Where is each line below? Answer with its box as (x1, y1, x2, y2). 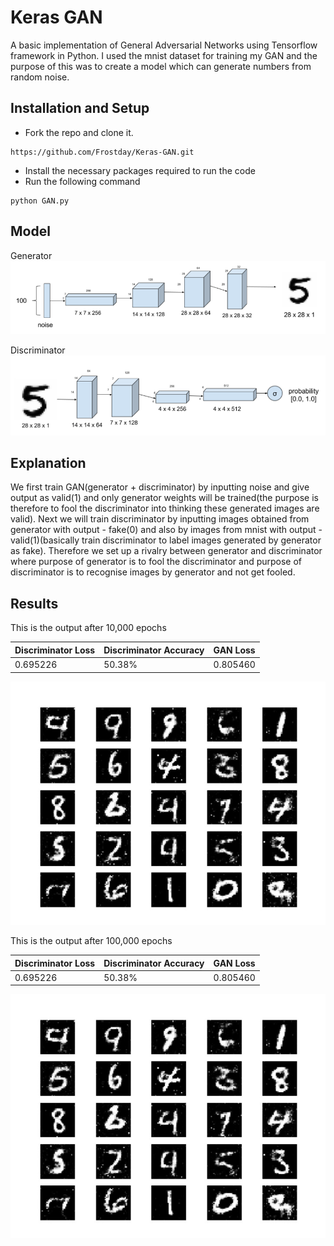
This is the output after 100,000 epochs (10, 935, 173, 947)
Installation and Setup (10, 100, 150, 117)
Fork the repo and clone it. (24, 126, 134, 138)
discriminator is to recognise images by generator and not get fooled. (10, 566, 296, 578)
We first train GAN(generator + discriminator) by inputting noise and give (10, 481, 310, 493)
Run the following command (24, 175, 141, 187)
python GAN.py (10, 196, 70, 206)
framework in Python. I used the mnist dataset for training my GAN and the (10, 49, 318, 61)
